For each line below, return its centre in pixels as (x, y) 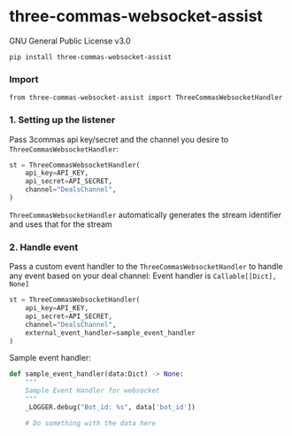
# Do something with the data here (91, 423)
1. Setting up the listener (62, 120)
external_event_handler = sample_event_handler (111, 333)
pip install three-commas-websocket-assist (91, 57)
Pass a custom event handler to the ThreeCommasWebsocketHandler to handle (146, 267)
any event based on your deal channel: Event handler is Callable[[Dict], (143, 276)
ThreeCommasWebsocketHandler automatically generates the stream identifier (145, 214)
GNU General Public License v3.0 (70, 41)
